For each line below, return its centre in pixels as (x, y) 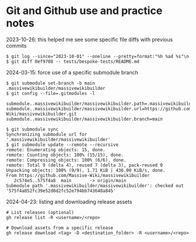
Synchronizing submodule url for (47, 134)
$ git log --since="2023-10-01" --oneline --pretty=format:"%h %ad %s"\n (98, 56)
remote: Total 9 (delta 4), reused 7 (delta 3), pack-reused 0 (85, 165)
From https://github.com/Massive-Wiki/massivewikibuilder (78, 175)
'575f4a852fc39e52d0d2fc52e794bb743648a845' (61, 191)
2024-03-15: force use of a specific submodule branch (72, 72)
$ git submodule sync (32, 129)
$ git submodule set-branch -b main (50, 83)
